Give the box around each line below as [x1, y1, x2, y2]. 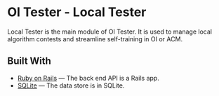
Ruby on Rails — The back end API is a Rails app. [17, 74, 159, 82]
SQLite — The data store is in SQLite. [17, 81, 125, 90]
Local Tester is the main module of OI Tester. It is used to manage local [7, 27, 213, 36]
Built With [7, 55, 51, 67]
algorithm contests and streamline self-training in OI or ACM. [7, 34, 183, 43]
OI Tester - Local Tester [7, 4, 147, 20]
